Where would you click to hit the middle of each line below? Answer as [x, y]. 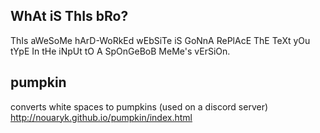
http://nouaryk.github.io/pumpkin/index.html [101, 117]
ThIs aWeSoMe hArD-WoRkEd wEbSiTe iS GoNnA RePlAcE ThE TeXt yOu [160, 40]
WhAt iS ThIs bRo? [69, 16]
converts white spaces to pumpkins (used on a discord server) [139, 106]
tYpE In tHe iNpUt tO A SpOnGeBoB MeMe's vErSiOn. [120, 51]
